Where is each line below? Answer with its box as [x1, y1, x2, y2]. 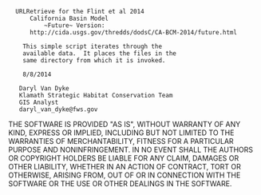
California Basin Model [29, 14, 109, 22]
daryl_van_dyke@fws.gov [18, 105, 98, 113]
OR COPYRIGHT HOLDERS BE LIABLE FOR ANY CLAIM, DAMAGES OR [8, 153, 239, 163]
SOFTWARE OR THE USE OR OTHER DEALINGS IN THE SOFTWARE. [8, 179, 232, 188]
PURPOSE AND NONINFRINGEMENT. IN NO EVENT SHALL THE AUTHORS [8, 145, 254, 154]
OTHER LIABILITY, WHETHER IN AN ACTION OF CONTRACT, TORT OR [8, 162, 241, 171]
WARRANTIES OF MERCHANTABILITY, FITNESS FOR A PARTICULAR [8, 137, 234, 145]
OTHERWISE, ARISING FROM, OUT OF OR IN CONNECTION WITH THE [8, 170, 241, 180]
